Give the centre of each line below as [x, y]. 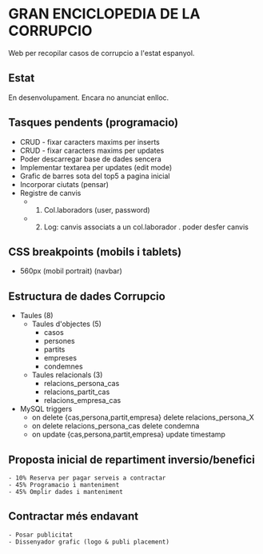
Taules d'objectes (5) [67, 324]
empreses [60, 358]
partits [54, 349]
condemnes [63, 367]
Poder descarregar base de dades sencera [90, 159]
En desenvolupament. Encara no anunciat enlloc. [89, 98]
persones [60, 341]
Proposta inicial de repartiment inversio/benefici [132, 459]
